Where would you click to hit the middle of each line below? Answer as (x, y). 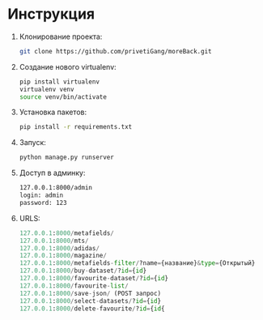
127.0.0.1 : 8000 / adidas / (59, 248)
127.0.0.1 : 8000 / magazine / (63, 256)
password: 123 (43, 203)
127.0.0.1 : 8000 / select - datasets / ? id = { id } (90, 301)
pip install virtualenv (59, 82)
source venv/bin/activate (63, 97)
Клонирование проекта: (61, 36)
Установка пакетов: (53, 112)
